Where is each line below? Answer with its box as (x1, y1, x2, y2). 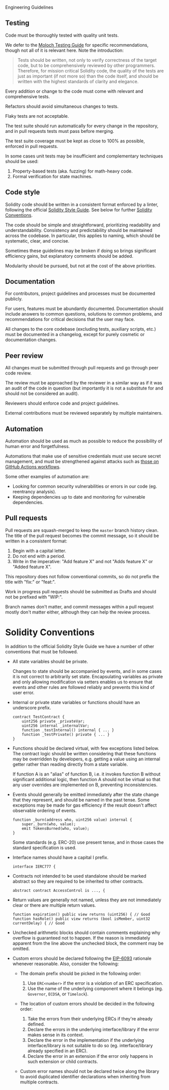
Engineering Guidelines (5, 5, 54, 10)
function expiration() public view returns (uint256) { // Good (12, 912, 150, 917)
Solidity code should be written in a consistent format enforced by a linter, (5, 201, 158, 207)
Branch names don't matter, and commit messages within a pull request (5, 603, 154, 609)
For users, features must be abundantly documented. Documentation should (5, 305, 163, 312)
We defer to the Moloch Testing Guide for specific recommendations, (5, 42, 149, 48)
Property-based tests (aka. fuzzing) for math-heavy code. (12, 168, 133, 174)
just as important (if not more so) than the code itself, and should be (17, 73, 158, 79)
